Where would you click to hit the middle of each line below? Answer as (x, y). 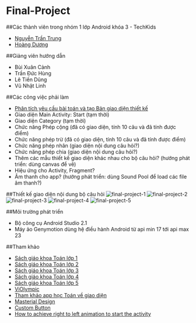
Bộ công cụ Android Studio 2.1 (51, 223)
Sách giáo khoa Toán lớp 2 (46, 264)
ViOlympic (27, 289)
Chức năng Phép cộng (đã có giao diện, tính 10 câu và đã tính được (95, 127)
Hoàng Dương (31, 44)
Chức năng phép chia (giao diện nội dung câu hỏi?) (76, 152)
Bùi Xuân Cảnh (32, 67)
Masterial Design (35, 301)
